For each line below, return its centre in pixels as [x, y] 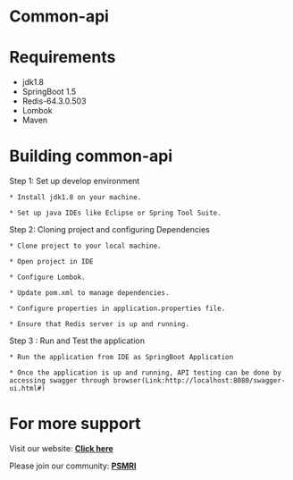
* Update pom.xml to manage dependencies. [89, 293]
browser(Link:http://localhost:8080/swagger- [199, 381]
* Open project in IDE [51, 262]
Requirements [63, 58]
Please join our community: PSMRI [73, 466]
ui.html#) [28, 389]
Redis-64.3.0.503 [54, 101]
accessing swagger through [59, 381]
